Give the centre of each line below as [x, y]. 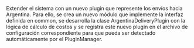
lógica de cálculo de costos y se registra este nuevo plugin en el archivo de [97, 27]
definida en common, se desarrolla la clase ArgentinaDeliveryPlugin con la [96, 21]
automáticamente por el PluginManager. [54, 39]
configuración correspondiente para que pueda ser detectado [81, 33]
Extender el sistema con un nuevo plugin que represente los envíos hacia [94, 8]
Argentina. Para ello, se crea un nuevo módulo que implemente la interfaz [95, 14]
